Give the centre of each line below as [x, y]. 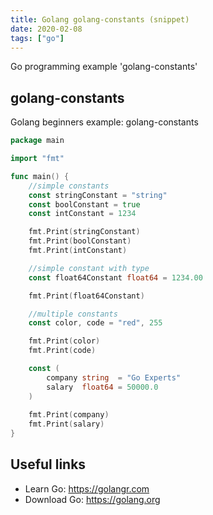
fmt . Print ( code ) [62, 351]
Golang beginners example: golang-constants [104, 122]
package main [37, 141]
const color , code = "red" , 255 [95, 323]
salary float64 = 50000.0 [102, 387]
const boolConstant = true [84, 204]
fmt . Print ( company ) [69, 415]
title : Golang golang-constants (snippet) [100, 19]
